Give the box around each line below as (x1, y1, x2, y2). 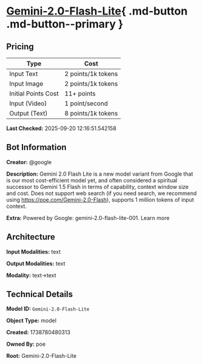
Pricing (6, 41, 35, 52)
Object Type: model (6, 317, 56, 325)
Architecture (6, 232, 56, 242)
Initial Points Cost (9, 89, 59, 98)
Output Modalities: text (6, 259, 65, 267)
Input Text (9, 70, 38, 78)
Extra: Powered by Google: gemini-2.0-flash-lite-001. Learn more (6, 214, 170, 221)
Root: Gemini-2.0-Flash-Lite (6, 352, 77, 360)
